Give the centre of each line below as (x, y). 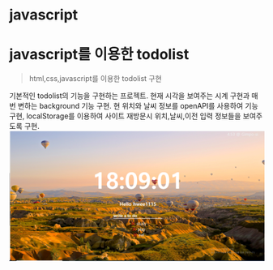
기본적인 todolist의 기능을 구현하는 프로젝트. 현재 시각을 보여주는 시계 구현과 (130, 96)
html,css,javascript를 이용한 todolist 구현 (95, 79)
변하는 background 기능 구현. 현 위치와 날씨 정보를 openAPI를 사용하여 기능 (138, 106)
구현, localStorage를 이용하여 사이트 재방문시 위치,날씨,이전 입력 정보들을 (125, 116)
